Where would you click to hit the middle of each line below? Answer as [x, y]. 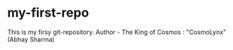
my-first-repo [48, 13]
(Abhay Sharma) [31, 39]
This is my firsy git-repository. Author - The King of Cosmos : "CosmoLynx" [117, 32]
